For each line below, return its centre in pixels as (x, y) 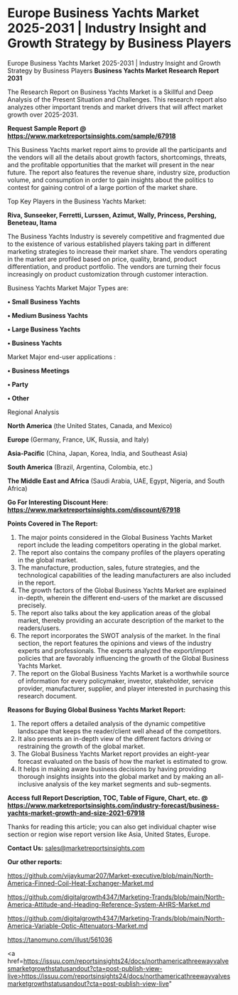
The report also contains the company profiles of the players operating (121, 552)
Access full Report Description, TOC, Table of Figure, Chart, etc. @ (108, 797)
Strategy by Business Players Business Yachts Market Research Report (113, 70)
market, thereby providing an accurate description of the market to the (121, 620)
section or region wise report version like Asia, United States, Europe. (109, 834)
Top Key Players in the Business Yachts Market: (77, 201)
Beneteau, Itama (32, 223)
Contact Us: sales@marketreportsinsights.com (76, 848)
